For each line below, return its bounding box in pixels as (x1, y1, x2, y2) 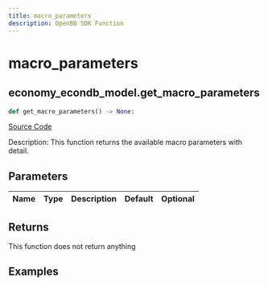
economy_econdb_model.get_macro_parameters (8, 86, 260, 100)
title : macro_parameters (8, 11, 92, 20)
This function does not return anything (8, 242, 136, 251)
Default (124, 193, 154, 205)
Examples (8, 265, 59, 279)
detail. (8, 146, 30, 155)
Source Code (8, 122, 52, 131)
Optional (160, 193, 195, 205)
